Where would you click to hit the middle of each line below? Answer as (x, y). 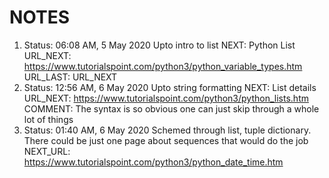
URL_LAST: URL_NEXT (70, 77)
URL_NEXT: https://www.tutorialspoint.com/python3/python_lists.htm (166, 98)
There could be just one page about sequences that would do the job (166, 140)
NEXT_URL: (47, 151)
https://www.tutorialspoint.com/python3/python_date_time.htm (153, 162)
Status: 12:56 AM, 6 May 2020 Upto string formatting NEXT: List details (170, 87)
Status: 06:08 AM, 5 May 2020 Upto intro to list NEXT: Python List (159, 45)
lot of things (48, 119)
